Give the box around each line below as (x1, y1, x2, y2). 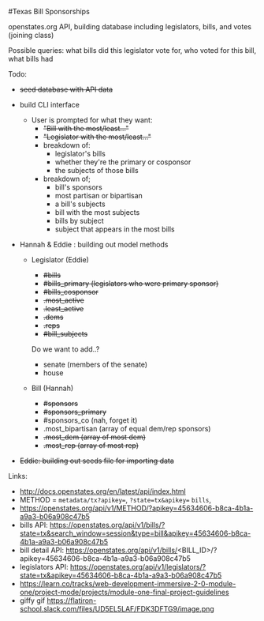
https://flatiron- (46, 596, 97, 605)
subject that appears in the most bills (54, 224, 175, 234)
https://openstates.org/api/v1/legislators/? (69, 563, 206, 571)
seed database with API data (19, 85, 113, 94)
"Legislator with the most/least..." (43, 132, 151, 141)
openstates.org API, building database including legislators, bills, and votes (8, 22, 252, 31)
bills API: (19, 521, 49, 529)
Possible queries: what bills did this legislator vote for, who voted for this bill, (8, 46, 257, 55)
